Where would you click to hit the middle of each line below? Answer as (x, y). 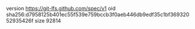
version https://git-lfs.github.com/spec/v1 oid (61, 8)
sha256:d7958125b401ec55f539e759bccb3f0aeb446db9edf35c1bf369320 (98, 14)
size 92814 (48, 21)
